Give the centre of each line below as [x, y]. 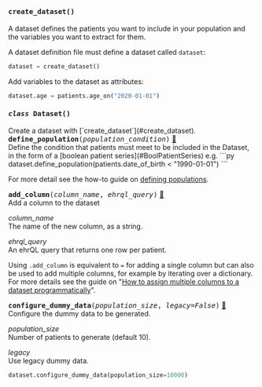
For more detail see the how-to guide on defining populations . [109, 179]
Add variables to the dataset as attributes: [76, 82]
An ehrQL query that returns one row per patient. [87, 250]
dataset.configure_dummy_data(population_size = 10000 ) [98, 375]
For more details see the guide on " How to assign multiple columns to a [124, 282]
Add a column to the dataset [54, 203]
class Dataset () [39, 113]
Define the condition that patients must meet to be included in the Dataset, [129, 148]
